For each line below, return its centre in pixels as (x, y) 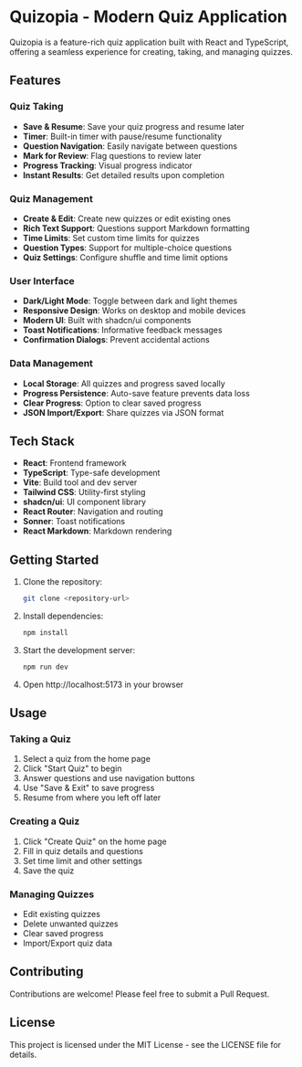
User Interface (42, 280)
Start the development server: (79, 650)
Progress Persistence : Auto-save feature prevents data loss (136, 393)
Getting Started (54, 560)
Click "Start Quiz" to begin (72, 768)
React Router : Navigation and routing (93, 512)
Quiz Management (51, 198)
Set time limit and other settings (83, 861)
